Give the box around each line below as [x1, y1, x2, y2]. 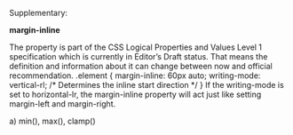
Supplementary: [9, 8, 68, 18]
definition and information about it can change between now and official [9, 61, 273, 71]
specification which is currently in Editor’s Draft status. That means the [9, 52, 268, 61]
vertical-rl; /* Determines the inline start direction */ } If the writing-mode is [9, 80, 284, 90]
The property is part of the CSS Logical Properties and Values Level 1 [9, 42, 263, 52]
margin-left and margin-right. [9, 99, 116, 109]
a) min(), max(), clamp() [9, 115, 96, 126]
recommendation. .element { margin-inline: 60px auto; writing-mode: [9, 70, 261, 81]
